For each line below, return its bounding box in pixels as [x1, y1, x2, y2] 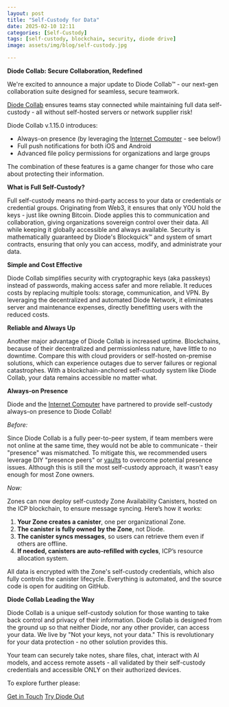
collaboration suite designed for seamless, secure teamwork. [7, 87, 180, 95]
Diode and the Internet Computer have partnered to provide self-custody [7, 400, 213, 408]
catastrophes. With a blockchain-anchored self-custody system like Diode [7, 367, 217, 374]
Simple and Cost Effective [7, 261, 82, 268]
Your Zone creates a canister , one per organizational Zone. [16, 518, 186, 526]
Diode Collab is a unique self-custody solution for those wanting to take [7, 609, 210, 616]
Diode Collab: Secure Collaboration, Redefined [7, 67, 143, 75]
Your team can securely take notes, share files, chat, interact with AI [7, 651, 200, 659]
